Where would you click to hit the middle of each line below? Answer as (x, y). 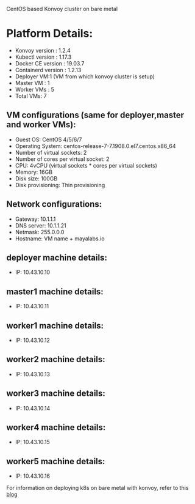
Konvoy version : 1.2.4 (43, 50)
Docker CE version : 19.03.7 (50, 63)
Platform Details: (50, 34)
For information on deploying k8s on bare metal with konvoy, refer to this (97, 488)
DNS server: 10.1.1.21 (41, 225)
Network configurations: (54, 204)
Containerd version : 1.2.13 (48, 70)
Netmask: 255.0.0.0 (40, 232)
